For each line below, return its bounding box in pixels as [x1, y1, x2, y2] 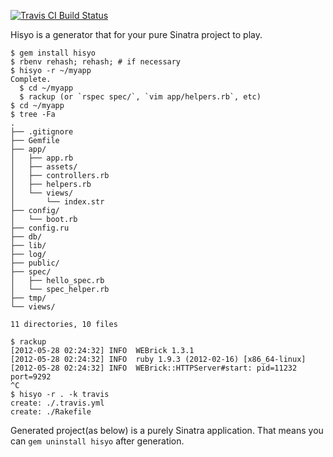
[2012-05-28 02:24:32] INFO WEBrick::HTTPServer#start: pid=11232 [10, 363, 298, 373]
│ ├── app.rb [10, 153, 74, 163]
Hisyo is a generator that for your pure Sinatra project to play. [10, 29, 263, 40]
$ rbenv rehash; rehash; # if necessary [10, 57, 182, 67]
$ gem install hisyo [10, 48, 97, 58]
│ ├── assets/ [10, 162, 78, 172]
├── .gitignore [10, 127, 74, 137]
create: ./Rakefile [10, 407, 92, 417]
